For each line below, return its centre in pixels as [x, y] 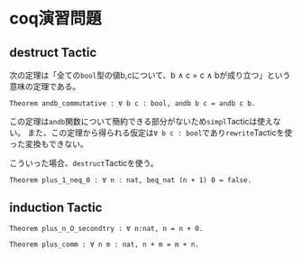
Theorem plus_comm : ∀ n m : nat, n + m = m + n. [105, 244]
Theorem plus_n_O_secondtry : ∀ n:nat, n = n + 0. [106, 228]
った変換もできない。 [49, 144]
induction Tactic [56, 208]
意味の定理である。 [45, 86]
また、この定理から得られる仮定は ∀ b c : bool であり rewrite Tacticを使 [160, 133]
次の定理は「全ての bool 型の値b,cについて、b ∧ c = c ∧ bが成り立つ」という [150, 75]
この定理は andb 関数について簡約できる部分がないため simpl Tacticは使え [141, 121]
